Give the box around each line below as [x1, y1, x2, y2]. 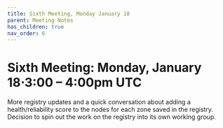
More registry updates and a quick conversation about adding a [7, 98, 191, 106]
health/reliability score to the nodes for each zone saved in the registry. [7, 106, 214, 114]
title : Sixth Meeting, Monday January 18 [7, 10, 130, 17]
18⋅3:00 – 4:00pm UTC [7, 75, 142, 91]
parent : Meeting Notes [7, 17, 74, 24]
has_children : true [7, 23, 65, 30]
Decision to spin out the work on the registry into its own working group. [7, 113, 216, 121]
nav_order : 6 [7, 29, 46, 37]
